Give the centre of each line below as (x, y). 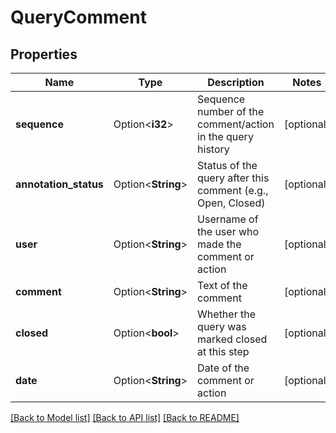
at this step (223, 351)
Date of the (223, 368)
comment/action (236, 124)
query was (222, 326)
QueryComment (78, 17)
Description (236, 82)
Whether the (226, 314)
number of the (231, 111)
